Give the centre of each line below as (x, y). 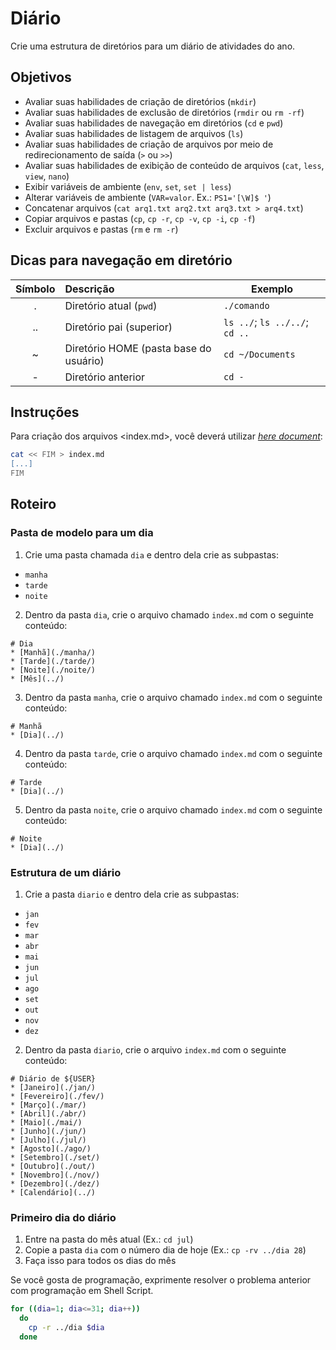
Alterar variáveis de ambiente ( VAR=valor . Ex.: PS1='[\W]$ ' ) (148, 197)
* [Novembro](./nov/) (55, 1175)
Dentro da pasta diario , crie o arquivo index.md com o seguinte (155, 1049)
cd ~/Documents (259, 354)
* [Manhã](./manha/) (53, 652)
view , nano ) (47, 176)
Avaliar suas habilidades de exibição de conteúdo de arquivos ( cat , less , (174, 165)
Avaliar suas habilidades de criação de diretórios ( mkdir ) (140, 101)
